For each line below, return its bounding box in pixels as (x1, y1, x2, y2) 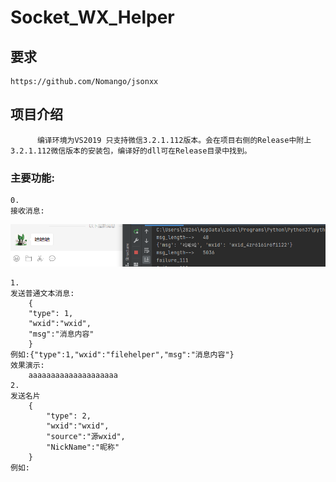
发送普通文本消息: (10, 289, 75, 299)
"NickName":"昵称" (46, 442, 120, 453)
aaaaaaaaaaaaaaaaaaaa (28, 371, 118, 381)
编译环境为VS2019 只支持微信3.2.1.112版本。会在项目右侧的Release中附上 (36, 135, 312, 145)
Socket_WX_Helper (10, 6, 175, 29)
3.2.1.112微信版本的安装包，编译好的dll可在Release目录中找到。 (10, 146, 252, 156)
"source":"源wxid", (46, 432, 126, 442)
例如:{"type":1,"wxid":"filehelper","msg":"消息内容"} (10, 350, 235, 360)
